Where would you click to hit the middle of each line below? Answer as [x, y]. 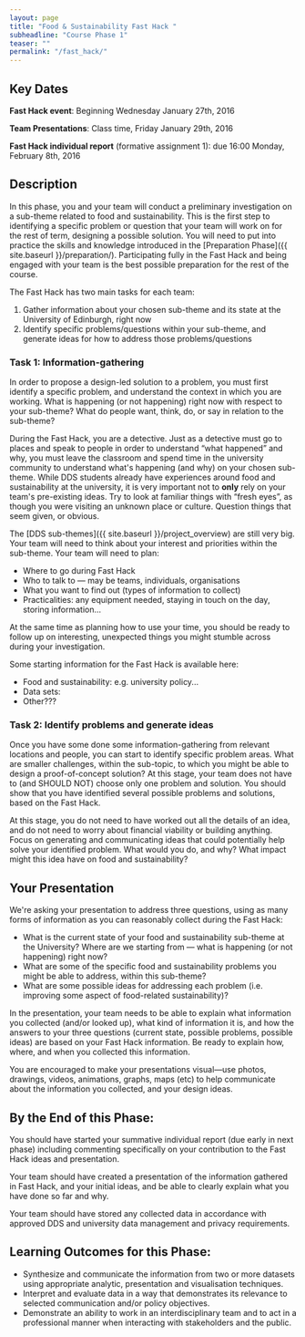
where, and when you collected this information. [100, 1052]
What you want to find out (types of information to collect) [132, 590]
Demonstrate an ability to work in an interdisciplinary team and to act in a [160, 1312]
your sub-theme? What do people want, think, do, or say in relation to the [147, 411]
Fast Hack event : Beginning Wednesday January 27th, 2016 [122, 110]
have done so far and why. [59, 1196]
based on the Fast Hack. [55, 803]
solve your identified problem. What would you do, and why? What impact [148, 850]
